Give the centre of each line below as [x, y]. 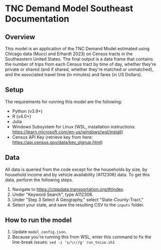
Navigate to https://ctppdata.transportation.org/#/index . [68, 189]
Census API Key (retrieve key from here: [52, 137]
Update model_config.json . [39, 232]
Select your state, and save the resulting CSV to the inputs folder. [78, 205]
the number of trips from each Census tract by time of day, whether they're [81, 64]
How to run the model [38, 220]
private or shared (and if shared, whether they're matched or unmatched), [79, 69]
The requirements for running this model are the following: [64, 102]
